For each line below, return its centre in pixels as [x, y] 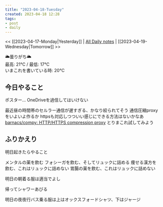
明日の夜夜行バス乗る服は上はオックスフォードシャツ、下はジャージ [73, 199]
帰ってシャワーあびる [26, 189]
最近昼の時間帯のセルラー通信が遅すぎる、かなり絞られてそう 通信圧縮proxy [81, 110]
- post [12, 23]
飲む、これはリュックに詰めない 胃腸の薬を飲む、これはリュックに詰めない [80, 168]
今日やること [24, 87]
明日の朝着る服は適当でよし [33, 179]
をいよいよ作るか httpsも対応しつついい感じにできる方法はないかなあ [74, 116]
